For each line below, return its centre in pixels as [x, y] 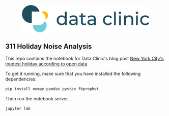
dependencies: [21, 79]
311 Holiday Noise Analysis [49, 46]
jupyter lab [18, 109]
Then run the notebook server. [37, 99]
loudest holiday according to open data [46, 64]
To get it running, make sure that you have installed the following [73, 74]
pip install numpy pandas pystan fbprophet [52, 89]
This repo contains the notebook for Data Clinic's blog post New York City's [84, 59]
